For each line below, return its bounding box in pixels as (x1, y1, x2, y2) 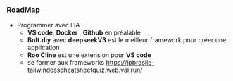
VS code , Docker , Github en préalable (27, 28, 141, 37)
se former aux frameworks (27, 58, 105, 67)
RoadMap (6, 5, 40, 15)
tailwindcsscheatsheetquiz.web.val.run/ (27, 66, 143, 75)
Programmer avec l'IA (16, 21, 80, 30)
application (27, 44, 61, 52)
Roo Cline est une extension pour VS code (27, 51, 152, 59)
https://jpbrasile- (106, 58, 155, 67)
